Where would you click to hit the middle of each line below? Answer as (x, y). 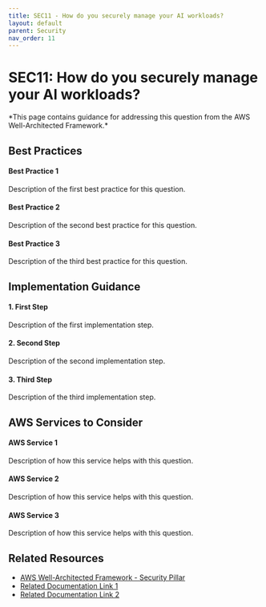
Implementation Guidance (75, 287)
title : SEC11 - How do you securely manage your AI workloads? (116, 16)
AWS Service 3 (34, 515)
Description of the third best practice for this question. (98, 261)
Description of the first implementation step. (81, 325)
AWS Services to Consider (76, 422)
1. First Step (28, 307)
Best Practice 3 (34, 243)
